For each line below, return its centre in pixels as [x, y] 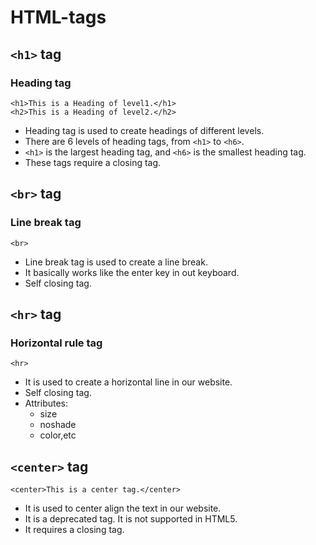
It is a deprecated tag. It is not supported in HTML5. [131, 519]
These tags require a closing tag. [93, 162]
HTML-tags [58, 17]
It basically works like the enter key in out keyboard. [132, 272]
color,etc [58, 435]
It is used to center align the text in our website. [123, 508]
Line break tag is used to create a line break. [116, 262]
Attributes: [46, 403]
